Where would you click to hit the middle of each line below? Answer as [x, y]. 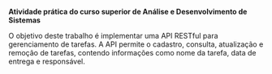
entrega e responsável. [47, 61]
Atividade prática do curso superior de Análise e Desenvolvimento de [128, 12]
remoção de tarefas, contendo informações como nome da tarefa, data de [133, 53]
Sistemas [24, 20]
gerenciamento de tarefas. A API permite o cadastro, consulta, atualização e [136, 44]
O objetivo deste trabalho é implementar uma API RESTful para [113, 36]
